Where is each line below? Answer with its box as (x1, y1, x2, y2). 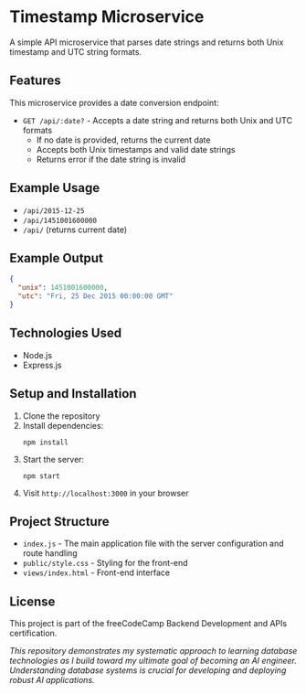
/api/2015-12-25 (22, 206, 85, 216)
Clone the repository (22, 410, 100, 422)
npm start (22, 471, 61, 481)
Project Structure (9, 514, 110, 529)
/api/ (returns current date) (22, 224, 128, 235)
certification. (9, 628, 58, 639)
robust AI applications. (9, 675, 95, 686)
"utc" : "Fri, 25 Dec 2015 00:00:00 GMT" (17, 292, 174, 301)
